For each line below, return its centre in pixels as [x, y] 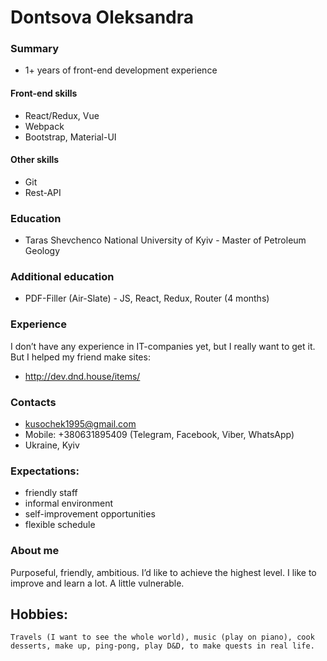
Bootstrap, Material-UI [70, 137]
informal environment [69, 503]
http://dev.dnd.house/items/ [82, 376]
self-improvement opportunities [90, 514]
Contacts [33, 402]
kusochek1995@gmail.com [80, 424]
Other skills [35, 160]
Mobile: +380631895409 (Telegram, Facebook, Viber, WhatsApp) [159, 435]
